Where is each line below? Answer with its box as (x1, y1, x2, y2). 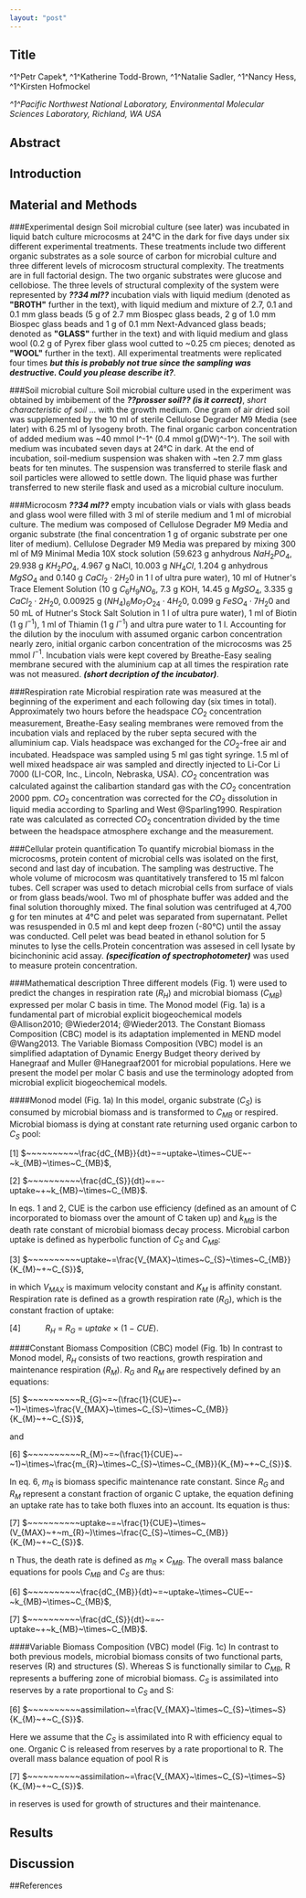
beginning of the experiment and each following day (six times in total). (9, 696, 277, 707)
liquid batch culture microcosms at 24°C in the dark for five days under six (9, 231, 290, 242)
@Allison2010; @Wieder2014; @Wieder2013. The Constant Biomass (9, 1018, 266, 1029)
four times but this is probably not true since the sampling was (9, 357, 251, 368)
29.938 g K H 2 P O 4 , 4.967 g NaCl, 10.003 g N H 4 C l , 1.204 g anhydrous (9, 559, 269, 573)
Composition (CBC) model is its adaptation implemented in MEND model (9, 1028, 281, 1039)
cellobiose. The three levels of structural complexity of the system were (9, 280, 280, 291)
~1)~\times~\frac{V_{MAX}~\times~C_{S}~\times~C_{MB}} (9, 1404, 229, 1415)
